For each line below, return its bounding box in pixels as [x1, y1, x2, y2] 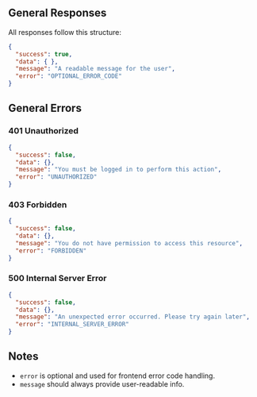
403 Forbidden [8, 198, 67, 210]
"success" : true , [15, 50, 73, 58]
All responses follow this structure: [8, 27, 121, 37]
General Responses [8, 6, 107, 20]
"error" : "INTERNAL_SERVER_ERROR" [15, 321, 129, 329]
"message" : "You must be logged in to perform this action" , [15, 166, 222, 174]
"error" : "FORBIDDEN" [15, 246, 87, 255]
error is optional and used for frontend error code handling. [19, 371, 216, 380]
